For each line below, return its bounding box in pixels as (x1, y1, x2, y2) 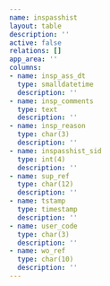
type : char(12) (17, 180, 74, 189)
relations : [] (9, 47, 63, 56)
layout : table (9, 22, 63, 30)
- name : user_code (9, 221, 78, 230)
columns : (9, 64, 42, 73)
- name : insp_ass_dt (9, 72, 87, 81)
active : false (9, 38, 63, 48)
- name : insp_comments (9, 96, 94, 106)
